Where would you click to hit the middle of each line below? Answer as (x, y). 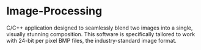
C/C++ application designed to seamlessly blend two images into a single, (100, 28)
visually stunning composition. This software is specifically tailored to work (101, 34)
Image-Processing (54, 11)
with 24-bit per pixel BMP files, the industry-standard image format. (92, 40)
